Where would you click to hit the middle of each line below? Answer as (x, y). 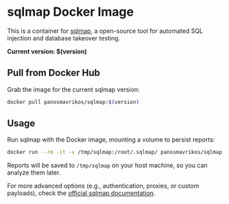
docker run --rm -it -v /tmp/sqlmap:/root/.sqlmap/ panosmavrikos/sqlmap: (116, 152)
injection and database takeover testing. (64, 38)
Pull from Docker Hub (54, 73)
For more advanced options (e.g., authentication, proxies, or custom (103, 186)
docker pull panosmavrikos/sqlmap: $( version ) (73, 102)
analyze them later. (34, 173)
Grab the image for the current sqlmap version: (73, 89)
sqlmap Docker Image (71, 12)
